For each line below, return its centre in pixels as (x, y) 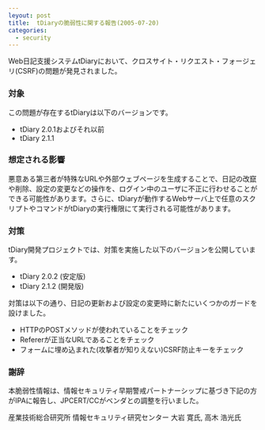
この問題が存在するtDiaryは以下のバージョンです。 (90, 112)
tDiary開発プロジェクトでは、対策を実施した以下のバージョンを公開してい (129, 249)
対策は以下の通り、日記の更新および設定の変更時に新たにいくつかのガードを (133, 303)
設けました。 (29, 313)
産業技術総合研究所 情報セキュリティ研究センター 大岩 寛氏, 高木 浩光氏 (125, 417)
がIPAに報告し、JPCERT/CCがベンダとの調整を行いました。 (106, 401)
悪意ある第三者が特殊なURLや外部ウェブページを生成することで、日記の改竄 (132, 178)
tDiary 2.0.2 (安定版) (53, 276)
